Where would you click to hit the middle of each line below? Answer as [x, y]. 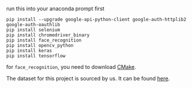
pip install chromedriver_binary [48, 35]
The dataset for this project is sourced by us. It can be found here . [88, 78]
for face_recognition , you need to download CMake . [71, 67]
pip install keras [29, 51]
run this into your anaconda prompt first [55, 9]
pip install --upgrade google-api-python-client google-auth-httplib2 [96, 20]
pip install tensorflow [36, 56]
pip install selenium [33, 30]
